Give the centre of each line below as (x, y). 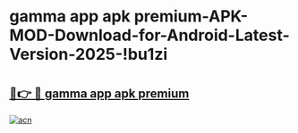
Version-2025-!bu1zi (89, 54)
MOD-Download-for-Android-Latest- (150, 35)
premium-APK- (191, 17)
